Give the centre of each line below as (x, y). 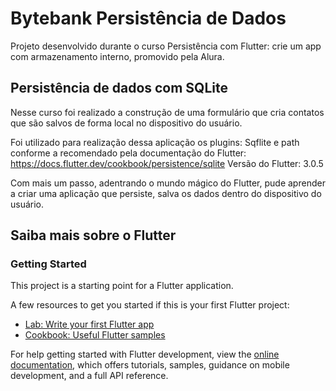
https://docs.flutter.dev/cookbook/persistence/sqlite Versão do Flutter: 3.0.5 (167, 163)
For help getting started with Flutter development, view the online (145, 354)
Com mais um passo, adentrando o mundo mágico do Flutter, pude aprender (168, 183)
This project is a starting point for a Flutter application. (122, 286)
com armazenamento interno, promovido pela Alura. (117, 56)
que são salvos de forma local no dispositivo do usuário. (126, 123)
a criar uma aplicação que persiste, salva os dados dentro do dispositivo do (166, 193)
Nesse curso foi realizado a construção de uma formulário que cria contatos (167, 112)
